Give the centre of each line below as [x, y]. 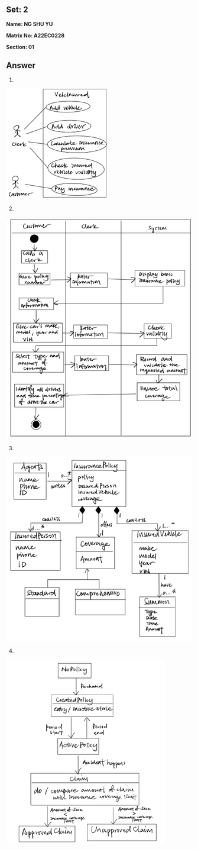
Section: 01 [20, 47]
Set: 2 [17, 10]
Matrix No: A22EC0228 [35, 35]
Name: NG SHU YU [30, 24]
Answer [21, 65]
